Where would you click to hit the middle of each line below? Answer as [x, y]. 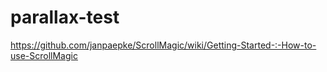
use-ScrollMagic [44, 55]
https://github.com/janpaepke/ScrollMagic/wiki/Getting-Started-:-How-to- [163, 45]
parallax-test [65, 17]
